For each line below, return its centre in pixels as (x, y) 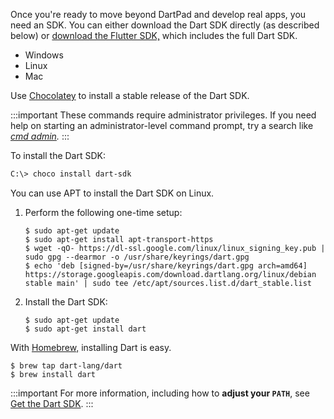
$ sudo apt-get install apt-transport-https (119, 239)
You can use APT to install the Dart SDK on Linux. (112, 193)
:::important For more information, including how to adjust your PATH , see (160, 393)
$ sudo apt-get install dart (85, 329)
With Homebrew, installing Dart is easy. (91, 347)
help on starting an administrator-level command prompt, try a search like (162, 125)
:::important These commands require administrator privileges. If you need (163, 115)
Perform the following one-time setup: (103, 212)
